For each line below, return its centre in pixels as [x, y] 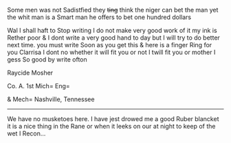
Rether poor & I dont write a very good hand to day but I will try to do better [113, 38]
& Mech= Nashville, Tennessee [51, 99]
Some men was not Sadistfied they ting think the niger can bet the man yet [113, 10]
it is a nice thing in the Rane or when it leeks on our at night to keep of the [111, 126]
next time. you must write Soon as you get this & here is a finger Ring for [110, 45]
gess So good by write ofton [47, 60]
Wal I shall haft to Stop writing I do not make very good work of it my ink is [112, 30]
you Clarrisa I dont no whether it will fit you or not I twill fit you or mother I [111, 52]
